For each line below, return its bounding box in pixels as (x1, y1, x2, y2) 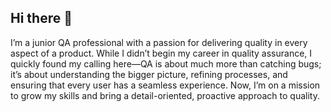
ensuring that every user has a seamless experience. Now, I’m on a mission (10, 79, 321, 91)
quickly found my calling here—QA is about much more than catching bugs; (10, 57, 322, 70)
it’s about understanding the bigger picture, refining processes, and (10, 68, 288, 80)
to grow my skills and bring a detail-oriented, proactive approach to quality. (10, 89, 320, 101)
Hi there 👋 (10, 10, 73, 27)
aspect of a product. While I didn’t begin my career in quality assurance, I (10, 47, 313, 59)
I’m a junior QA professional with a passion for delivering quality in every (10, 36, 308, 48)
